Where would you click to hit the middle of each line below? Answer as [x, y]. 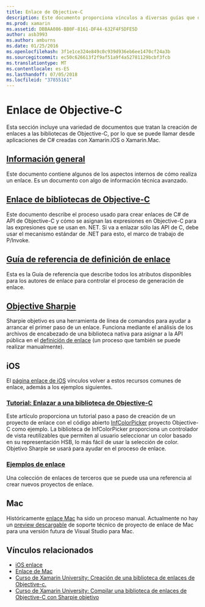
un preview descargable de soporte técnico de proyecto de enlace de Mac [100, 525]
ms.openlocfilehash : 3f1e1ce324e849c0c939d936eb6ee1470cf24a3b [88, 52]
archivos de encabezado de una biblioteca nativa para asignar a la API [95, 334]
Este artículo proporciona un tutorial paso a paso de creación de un [91, 416]
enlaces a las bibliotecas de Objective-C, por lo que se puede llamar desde [101, 134]
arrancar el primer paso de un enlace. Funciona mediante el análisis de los [100, 328]
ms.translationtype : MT [37, 63]
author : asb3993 [27, 35]
